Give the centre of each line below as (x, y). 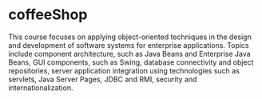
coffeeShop (48, 15)
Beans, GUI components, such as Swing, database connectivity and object (131, 62)
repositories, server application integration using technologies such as (124, 70)
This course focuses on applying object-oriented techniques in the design (130, 37)
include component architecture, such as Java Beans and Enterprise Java (129, 53)
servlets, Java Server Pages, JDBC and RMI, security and (103, 79)
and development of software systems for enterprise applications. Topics (129, 45)
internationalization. (41, 87)
